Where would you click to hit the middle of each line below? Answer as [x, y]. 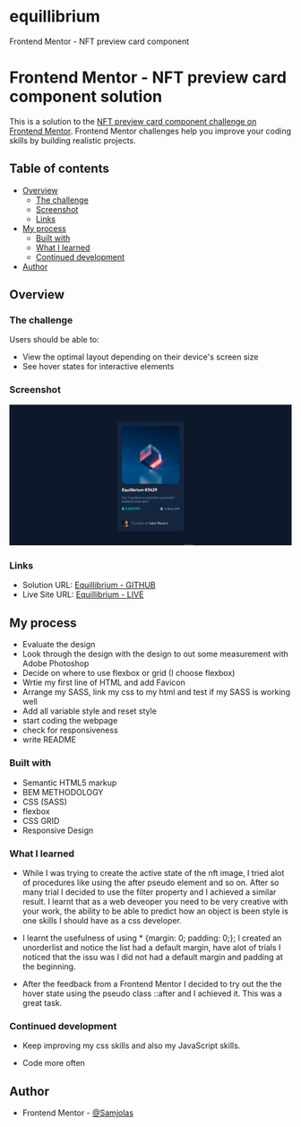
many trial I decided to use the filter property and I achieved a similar [149, 892]
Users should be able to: [55, 340]
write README [49, 740]
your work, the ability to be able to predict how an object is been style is [155, 911]
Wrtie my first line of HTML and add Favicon [103, 682]
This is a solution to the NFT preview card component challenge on [133, 121]
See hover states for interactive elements [98, 367]
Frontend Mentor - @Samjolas [78, 1113]
